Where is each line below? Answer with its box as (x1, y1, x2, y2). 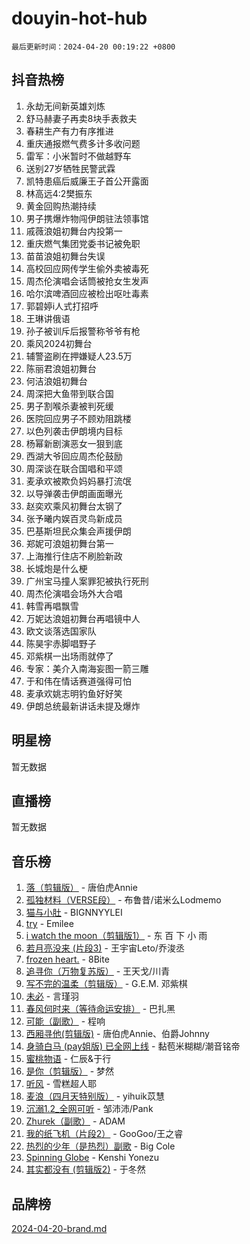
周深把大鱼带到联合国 (25, 387, 114, 399)
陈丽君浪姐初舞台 (25, 362, 97, 374)
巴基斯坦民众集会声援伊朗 (25, 525, 132, 537)
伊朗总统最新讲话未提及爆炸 (25, 700, 141, 712)
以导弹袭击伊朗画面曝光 (25, 487, 123, 499)
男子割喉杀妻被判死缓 (25, 400, 114, 412)
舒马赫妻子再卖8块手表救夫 (25, 112, 138, 124)
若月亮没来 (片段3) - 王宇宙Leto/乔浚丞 (25, 942, 185, 954)
